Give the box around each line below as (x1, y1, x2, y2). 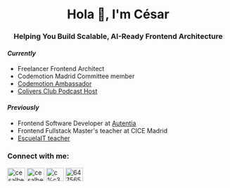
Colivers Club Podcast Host (17, 87, 98, 96)
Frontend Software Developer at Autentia (17, 119, 136, 127)
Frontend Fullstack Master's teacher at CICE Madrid (17, 126, 168, 134)
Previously (7, 103, 40, 111)
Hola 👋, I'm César (66, 6, 170, 23)
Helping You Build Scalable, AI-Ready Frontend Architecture (13, 32, 223, 42)
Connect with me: (7, 151, 70, 161)
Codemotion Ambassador (17, 80, 92, 88)
